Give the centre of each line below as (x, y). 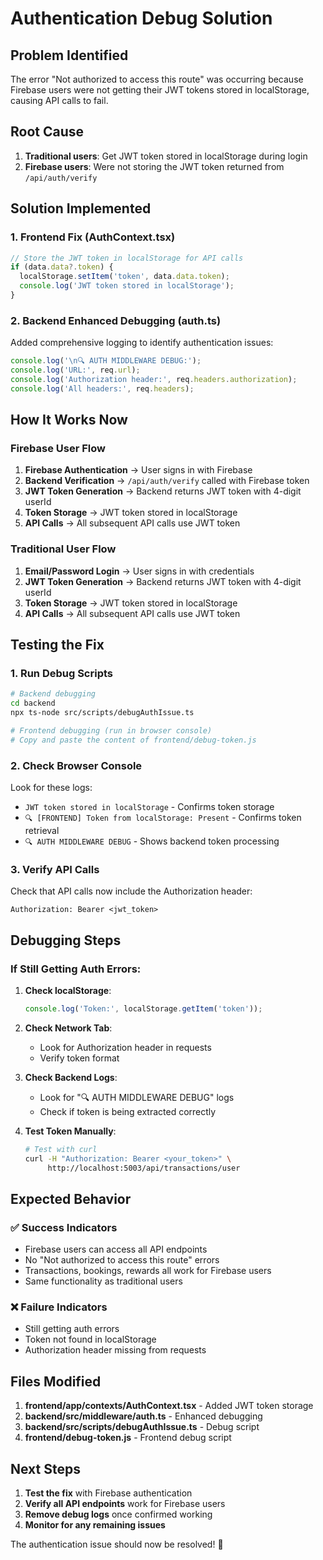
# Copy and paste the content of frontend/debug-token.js (133, 740)
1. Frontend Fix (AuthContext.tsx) (93, 237)
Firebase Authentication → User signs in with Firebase (138, 470)
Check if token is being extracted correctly (128, 1111)
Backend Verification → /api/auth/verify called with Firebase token (167, 481)
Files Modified (56, 1381)
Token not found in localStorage (90, 1339)
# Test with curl (61, 1149)
